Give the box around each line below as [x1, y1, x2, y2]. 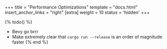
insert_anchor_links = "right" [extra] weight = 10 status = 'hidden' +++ [5, 9, 150, 15]
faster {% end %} [12, 39, 49, 45]
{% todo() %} [5, 19, 33, 25]
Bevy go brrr [12, 29, 39, 34]
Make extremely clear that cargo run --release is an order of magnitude [12, 34, 162, 40]
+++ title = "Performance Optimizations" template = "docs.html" [5, 4, 138, 10]
